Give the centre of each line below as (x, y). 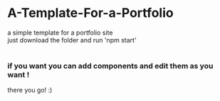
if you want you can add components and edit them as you (110, 66)
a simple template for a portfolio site (60, 32)
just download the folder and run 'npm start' (72, 40)
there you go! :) (30, 90)
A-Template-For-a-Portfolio (90, 13)
